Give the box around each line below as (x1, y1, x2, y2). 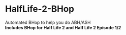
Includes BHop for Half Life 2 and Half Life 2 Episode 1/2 (5, 24, 122, 30)
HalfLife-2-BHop (5, 3, 75, 15)
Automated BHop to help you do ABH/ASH (5, 19, 91, 25)
